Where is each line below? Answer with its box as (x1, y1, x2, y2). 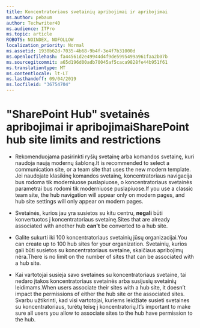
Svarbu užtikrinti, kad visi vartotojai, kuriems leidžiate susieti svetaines (14, 296, 190, 304)
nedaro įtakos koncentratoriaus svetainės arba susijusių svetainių (14, 277, 177, 285)
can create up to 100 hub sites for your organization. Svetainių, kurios (14, 240, 187, 247)
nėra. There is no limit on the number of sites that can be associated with (14, 253, 194, 260)
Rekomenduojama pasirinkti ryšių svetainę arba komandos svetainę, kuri (14, 153, 195, 160)
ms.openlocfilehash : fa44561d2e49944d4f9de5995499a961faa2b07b (6, 54, 168, 60)
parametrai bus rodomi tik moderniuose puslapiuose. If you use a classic (14, 185, 193, 192)
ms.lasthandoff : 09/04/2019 (6, 76, 77, 82)
